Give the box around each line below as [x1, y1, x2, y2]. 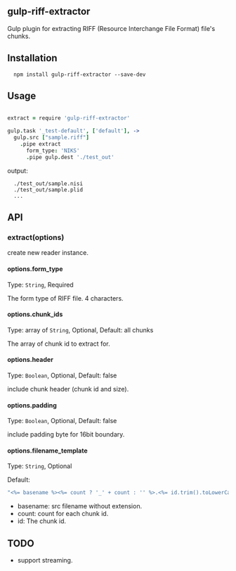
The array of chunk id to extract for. [7, 339, 110, 348]
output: [7, 166, 28, 175]
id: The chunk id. [17, 517, 67, 525]
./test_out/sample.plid [13, 186, 83, 193]
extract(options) [7, 232, 65, 242]
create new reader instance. [7, 249, 89, 257]
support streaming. [17, 556, 73, 565]
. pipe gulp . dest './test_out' [25, 153, 114, 161]
